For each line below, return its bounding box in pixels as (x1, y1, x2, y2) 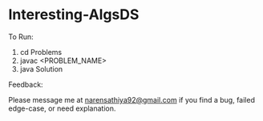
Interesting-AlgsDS (8, 6, 140, 24)
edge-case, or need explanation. (8, 103, 116, 113)
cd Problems (19, 47, 63, 57)
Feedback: (8, 80, 43, 89)
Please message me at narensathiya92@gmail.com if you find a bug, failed (8, 95, 255, 104)
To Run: (8, 32, 34, 41)
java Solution (19, 64, 63, 73)
